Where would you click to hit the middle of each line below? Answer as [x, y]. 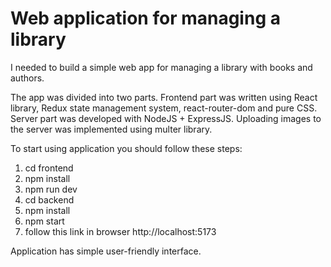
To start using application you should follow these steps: [126, 148]
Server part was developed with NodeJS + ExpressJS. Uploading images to [166, 118]
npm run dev [51, 189]
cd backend [49, 199]
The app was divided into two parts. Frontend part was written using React [164, 97]
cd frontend [49, 168]
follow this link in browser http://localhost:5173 [120, 231]
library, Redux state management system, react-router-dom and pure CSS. [164, 108]
